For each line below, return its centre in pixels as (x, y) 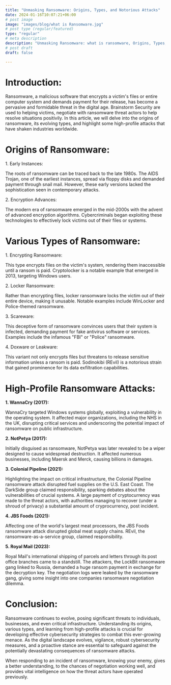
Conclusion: (32, 604)
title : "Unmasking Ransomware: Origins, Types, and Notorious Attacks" (83, 10)
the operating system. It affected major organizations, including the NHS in (83, 418)
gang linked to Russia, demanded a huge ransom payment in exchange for (83, 567)
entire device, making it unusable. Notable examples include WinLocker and (85, 301)
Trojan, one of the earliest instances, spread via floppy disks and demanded (85, 179)
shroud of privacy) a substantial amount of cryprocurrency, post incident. (82, 506)
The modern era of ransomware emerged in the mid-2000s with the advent (84, 210)
